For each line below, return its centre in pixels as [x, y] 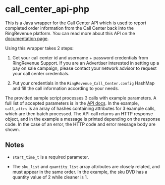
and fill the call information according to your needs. [66, 88]
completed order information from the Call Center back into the [69, 28]
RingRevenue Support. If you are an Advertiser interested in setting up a [86, 63]
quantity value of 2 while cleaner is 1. [50, 177]
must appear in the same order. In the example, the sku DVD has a [80, 172]
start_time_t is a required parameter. [51, 157]
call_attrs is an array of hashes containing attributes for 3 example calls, [81, 108]
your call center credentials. [41, 73]
